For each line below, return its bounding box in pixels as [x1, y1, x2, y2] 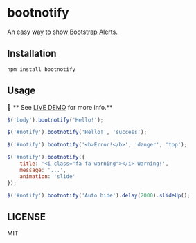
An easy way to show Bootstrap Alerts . [7, 28, 118, 36]
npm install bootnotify [7, 66, 76, 73]
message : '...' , [19, 166, 67, 173]
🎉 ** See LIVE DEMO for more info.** [7, 103, 113, 111]
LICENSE [7, 211, 46, 222]
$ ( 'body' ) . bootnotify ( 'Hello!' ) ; [7, 116, 104, 124]
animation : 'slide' [19, 173, 76, 180]
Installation [7, 48, 57, 59]
